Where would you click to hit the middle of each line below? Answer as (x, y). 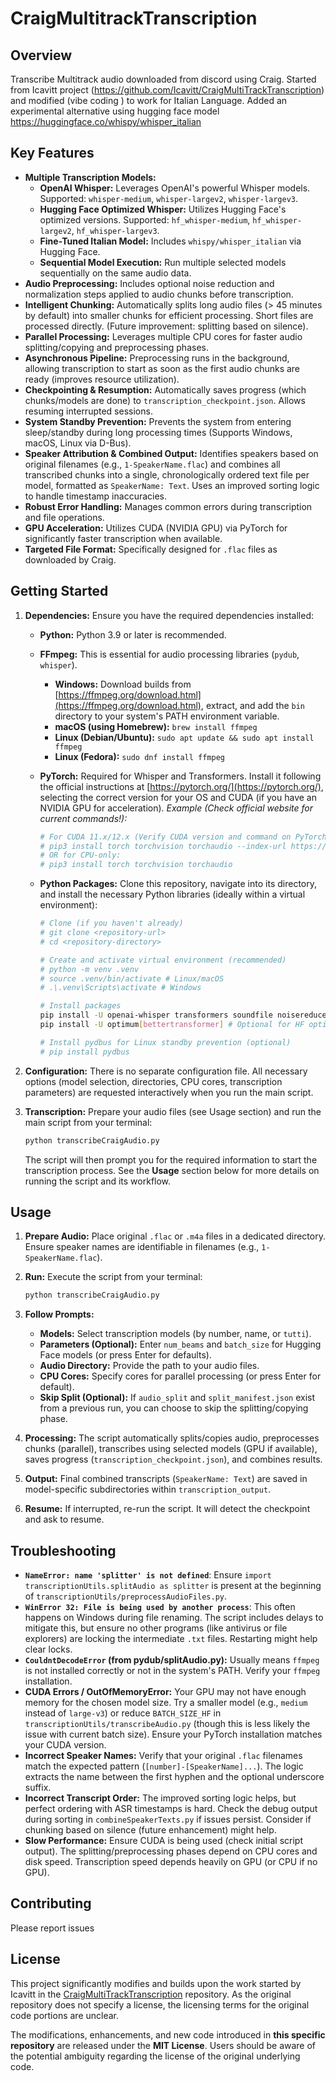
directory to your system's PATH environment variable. (167, 716)
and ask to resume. (64, 1519)
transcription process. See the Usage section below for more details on (172, 1170)
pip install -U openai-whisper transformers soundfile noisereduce (183, 1015)
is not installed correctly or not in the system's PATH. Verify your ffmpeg (172, 1670)
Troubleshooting (63, 1550)
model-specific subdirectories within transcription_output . (148, 1489)
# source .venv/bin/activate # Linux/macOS (132, 978)
